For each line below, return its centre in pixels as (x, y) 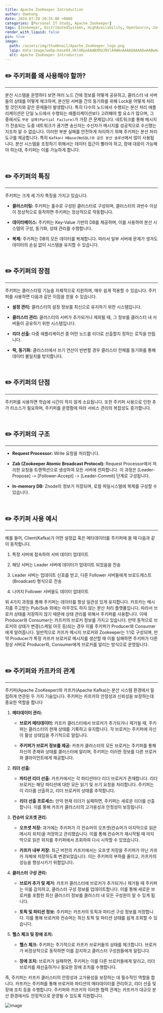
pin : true (15, 37)
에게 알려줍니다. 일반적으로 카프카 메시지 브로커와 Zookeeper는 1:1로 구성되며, (79, 632)
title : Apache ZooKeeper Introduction (44, 9)
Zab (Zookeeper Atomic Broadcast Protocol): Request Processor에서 (82, 464)
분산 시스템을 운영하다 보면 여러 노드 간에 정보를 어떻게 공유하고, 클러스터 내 (77, 95)
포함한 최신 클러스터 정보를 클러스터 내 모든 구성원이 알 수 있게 (91, 895)
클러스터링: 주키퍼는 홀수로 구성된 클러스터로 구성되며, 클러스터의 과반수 (80, 206)
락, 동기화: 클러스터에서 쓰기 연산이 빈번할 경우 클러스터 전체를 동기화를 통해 (84, 350)
